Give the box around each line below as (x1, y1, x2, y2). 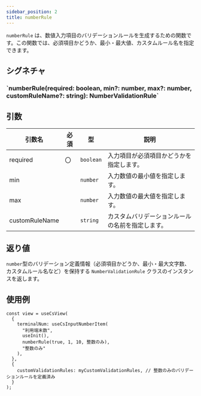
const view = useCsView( (6, 311, 68, 317)
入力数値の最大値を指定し (107, 192, 180, 200)
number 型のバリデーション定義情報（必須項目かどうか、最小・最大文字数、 (6, 260, 190, 267)
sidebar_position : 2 (6, 8, 58, 15)
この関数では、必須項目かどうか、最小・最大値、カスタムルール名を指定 (16, 39, 194, 46)
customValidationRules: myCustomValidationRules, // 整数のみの (17, 368, 176, 374)
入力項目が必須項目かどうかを (107, 151, 192, 159)
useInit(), (22, 333, 50, 339)
